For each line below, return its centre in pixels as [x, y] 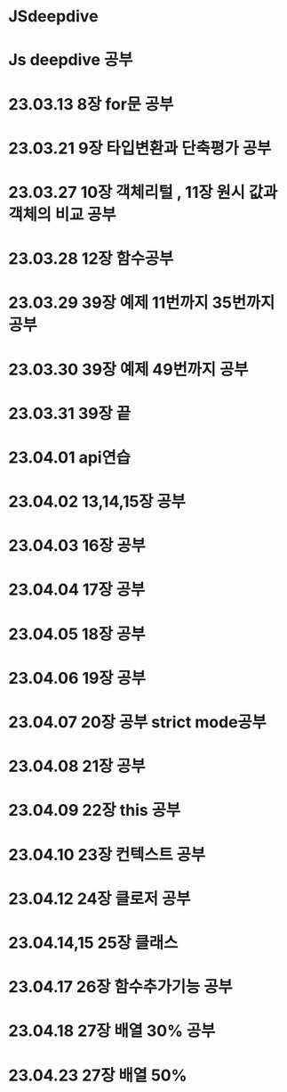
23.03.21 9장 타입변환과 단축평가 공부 [140, 148]
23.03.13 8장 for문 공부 [91, 104]
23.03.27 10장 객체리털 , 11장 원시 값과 [143, 192]
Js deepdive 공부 [71, 60]
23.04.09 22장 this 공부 [95, 811]
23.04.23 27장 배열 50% [98, 1075]
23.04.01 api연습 [69, 457]
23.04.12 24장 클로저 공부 [100, 899]
